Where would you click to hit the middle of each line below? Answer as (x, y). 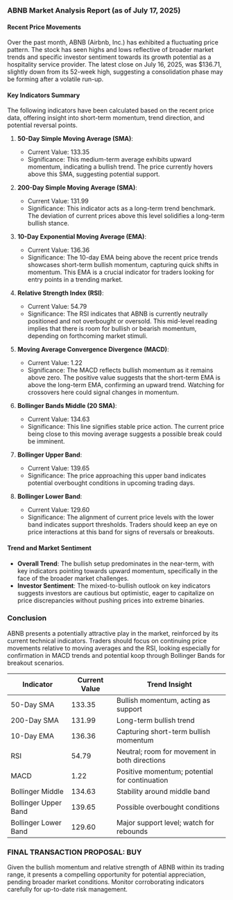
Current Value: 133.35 (59, 152)
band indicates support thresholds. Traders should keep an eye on (122, 525)
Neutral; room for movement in (166, 752)
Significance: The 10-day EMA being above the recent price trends (123, 257)
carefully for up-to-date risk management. (68, 890)
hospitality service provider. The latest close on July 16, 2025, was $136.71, (114, 65)
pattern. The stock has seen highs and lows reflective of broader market (110, 50)
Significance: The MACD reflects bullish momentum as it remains (120, 371)
